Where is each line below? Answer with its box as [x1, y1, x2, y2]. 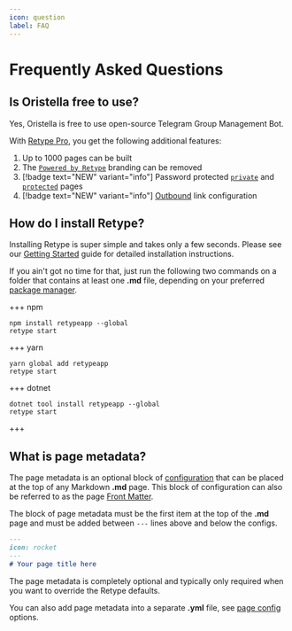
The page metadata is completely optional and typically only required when [9, 575, 284, 586]
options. [9, 612, 40, 622]
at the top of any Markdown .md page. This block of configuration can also [9, 482, 283, 493]
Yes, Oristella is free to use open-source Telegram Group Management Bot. [9, 118, 284, 129]
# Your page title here [9, 559, 97, 568]
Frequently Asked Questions [9, 59, 224, 80]
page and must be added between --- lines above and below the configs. [9, 518, 278, 528]
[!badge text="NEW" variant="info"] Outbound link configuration [21, 190, 257, 200]
